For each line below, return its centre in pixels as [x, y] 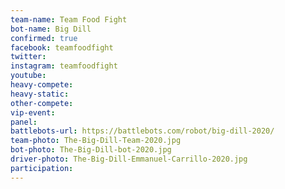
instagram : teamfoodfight [64, 66]
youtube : [28, 76]
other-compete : [42, 103]
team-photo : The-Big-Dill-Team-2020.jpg [96, 141]
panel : [24, 122]
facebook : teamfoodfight [62, 47]
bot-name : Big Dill [51, 29]
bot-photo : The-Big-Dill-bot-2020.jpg [91, 150]
